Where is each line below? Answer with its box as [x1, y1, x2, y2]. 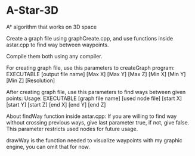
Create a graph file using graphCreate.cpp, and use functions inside [6, 35, 174, 42]
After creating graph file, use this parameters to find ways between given [6, 88, 186, 95]
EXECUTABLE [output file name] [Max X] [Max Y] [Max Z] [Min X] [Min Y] [6, 70, 186, 77]
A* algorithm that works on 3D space [6, 23, 97, 30]
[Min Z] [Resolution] [6, 77, 55, 84]
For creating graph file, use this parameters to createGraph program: [6, 64, 175, 71]
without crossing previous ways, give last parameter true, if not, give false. [6, 118, 190, 126]
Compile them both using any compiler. [6, 52, 103, 60]
